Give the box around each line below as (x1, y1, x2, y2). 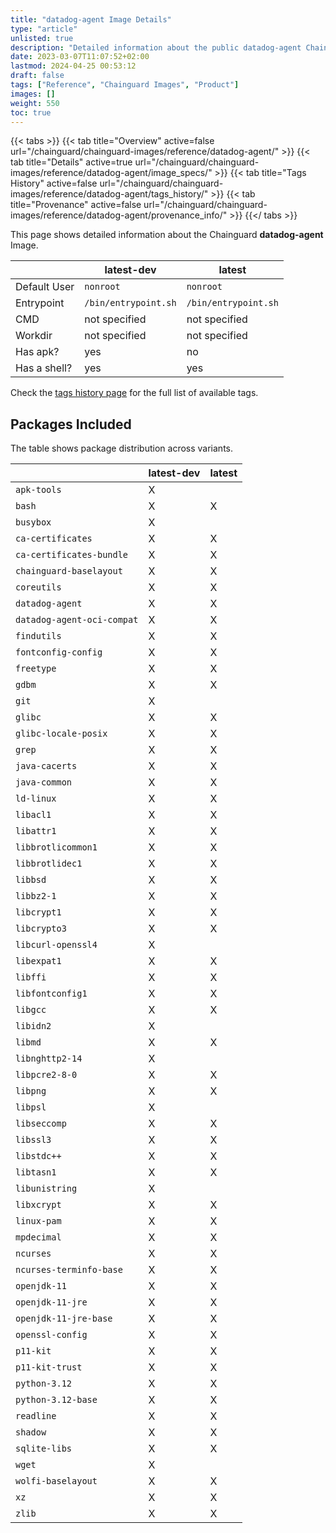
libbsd (15, 874, 47, 886)
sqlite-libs (15, 1443, 73, 1455)
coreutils (15, 582, 62, 593)
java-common (15, 777, 73, 788)
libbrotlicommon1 (15, 842, 98, 853)
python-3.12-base (15, 1394, 98, 1406)
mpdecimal (15, 1232, 62, 1243)
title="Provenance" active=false (10, 199, 142, 211)
